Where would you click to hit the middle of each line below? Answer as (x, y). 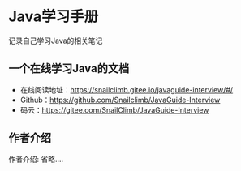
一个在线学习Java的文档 (69, 68)
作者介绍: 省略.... (36, 159)
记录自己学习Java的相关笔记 (56, 41)
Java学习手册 (54, 17)
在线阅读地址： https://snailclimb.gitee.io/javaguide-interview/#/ (127, 89)
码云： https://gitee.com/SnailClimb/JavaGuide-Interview (114, 109)
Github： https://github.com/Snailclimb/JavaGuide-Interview (120, 100)
